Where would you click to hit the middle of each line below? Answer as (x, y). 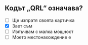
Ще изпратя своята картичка (43, 20)
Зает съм (22, 26)
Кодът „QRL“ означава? (44, 8)
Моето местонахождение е (41, 37)
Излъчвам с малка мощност (43, 31)
